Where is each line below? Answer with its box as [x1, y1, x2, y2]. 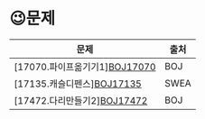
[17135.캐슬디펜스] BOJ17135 [14, 78, 142, 90]
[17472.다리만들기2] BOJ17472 [14, 94, 148, 106]
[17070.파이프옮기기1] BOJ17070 [14, 60, 156, 73]
